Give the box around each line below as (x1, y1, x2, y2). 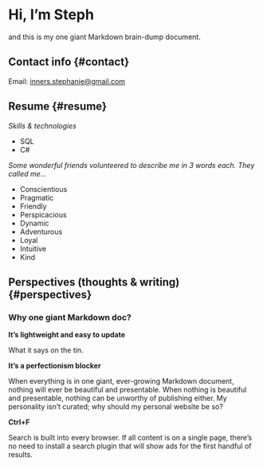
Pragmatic (19, 193, 54, 202)
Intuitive (19, 244, 46, 253)
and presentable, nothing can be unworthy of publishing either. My (8, 393, 227, 403)
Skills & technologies (8, 121, 77, 130)
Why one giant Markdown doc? (8, 312, 131, 323)
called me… (8, 169, 47, 178)
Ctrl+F (8, 417, 30, 427)
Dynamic (19, 218, 49, 228)
